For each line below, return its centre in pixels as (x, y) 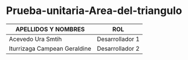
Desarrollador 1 (118, 39)
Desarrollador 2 (118, 48)
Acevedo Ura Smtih (36, 39)
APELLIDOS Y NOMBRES (50, 29)
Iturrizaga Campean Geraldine (50, 48)
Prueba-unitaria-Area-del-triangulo (94, 11)
